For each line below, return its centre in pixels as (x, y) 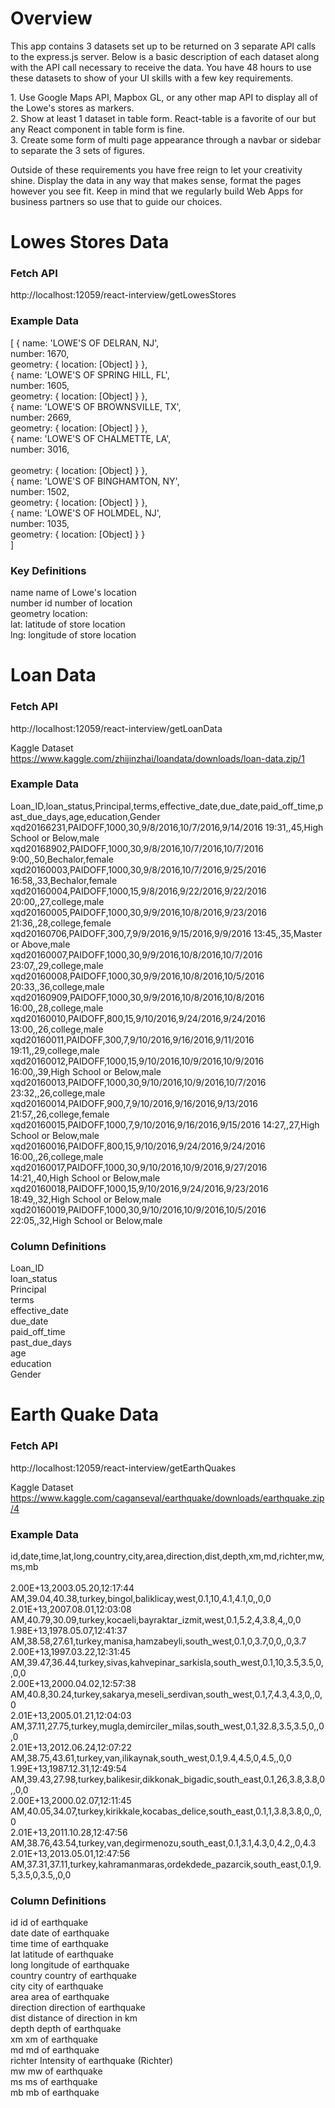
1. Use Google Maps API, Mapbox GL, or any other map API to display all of (164, 97)
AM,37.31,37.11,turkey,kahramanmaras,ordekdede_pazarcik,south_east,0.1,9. (166, 1864)
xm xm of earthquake (54, 2039)
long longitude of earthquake (70, 1965)
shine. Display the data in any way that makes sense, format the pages (156, 180)
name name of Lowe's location (73, 593)
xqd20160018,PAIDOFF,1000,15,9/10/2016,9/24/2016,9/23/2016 (139, 1188)
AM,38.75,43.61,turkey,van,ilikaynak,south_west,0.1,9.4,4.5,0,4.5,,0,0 (151, 1758)
